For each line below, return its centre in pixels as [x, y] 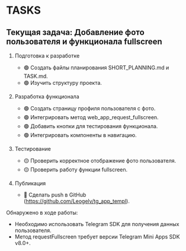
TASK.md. [36, 76]
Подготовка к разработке [47, 56]
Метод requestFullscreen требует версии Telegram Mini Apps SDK [97, 237]
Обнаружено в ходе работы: [42, 212]
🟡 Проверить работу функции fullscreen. [76, 169]
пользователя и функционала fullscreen [84, 41]
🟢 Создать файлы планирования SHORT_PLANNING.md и [96, 68]
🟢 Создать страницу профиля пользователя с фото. [89, 108]
